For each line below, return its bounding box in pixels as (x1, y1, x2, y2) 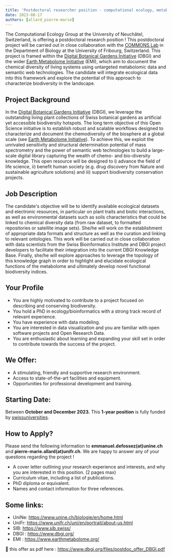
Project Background (5, 95, 70, 104)
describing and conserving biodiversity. (12, 302, 97, 309)
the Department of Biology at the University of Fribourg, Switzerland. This (5, 47, 161, 54)
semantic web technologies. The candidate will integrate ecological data (5, 69, 158, 76)
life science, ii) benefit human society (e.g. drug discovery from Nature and (5, 164, 164, 170)
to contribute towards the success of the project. (12, 340, 116, 347)
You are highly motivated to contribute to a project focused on (12, 297, 144, 303)
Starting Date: (5, 396, 51, 404)
